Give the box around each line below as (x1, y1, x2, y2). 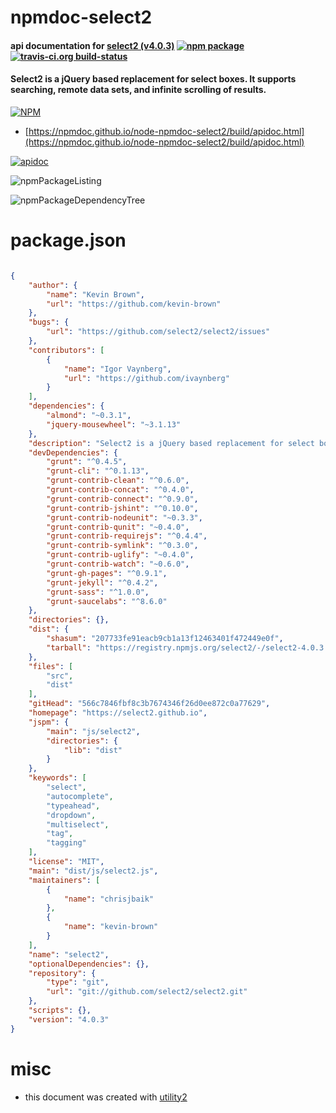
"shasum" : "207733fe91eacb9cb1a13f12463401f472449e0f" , (46, 634, 284, 644)
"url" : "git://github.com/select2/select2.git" (46, 987, 248, 997)
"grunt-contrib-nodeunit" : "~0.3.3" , (46, 512, 203, 523)
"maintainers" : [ (28, 875, 101, 885)
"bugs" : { (28, 317, 70, 328)
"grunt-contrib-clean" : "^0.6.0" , (46, 476, 190, 486)
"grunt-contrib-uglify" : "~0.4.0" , (46, 550, 195, 560)
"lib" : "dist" (63, 745, 123, 755)
